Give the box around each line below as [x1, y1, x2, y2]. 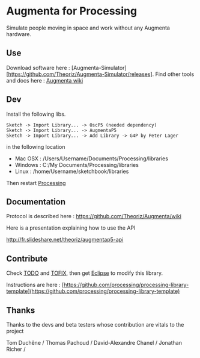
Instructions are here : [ [6, 281, 64, 289]
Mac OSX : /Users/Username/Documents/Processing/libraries [14, 155, 168, 162]
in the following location [6, 143, 65, 150]
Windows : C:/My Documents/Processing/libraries [14, 161, 139, 168]
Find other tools [155, 71, 195, 78]
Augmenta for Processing [6, 4, 137, 18]
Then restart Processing [6, 179, 66, 186]
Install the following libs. [6, 110, 66, 118]
